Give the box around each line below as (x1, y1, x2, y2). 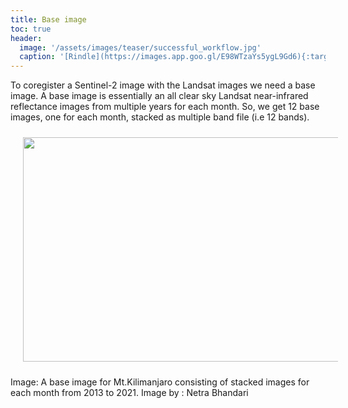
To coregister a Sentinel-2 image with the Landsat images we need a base (10, 79, 316, 91)
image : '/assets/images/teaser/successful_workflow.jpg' (19, 42, 262, 53)
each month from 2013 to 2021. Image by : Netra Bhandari (10, 387, 249, 399)
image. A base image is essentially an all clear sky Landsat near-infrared (10, 90, 309, 102)
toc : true (10, 24, 52, 34)
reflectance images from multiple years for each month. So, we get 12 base (10, 101, 320, 113)
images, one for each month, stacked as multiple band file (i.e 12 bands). (10, 111, 310, 123)
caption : (19, 52, 56, 62)
